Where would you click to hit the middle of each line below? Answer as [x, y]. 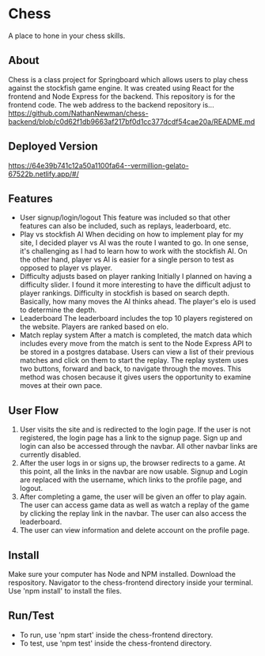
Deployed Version [53, 147]
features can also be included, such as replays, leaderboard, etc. [125, 226]
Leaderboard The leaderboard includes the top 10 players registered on [136, 319]
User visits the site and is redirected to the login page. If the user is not [135, 430]
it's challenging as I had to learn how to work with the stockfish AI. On [133, 251]
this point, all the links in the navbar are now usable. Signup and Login [134, 472]
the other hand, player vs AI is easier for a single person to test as [127, 260]
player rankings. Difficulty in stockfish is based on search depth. [124, 293]
